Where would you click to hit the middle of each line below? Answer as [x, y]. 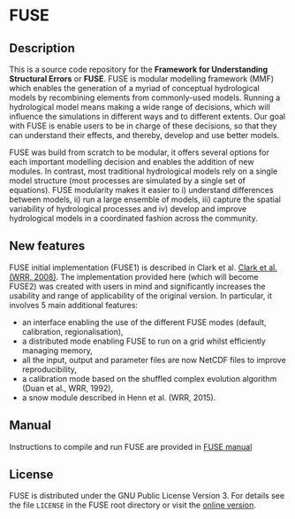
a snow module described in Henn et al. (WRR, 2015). [119, 397]
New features [47, 246]
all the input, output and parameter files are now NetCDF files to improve [154, 360]
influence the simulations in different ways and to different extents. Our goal [147, 116]
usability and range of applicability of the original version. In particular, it [140, 295]
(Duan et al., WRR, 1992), [67, 388]
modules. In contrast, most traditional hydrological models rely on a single [144, 171]
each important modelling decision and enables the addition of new [132, 162]
